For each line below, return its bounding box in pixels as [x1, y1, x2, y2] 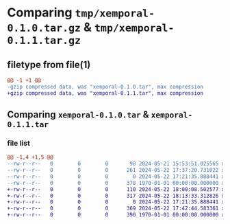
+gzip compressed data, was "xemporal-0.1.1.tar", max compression [7, 89, 204, 97]
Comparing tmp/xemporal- [7, 5, 155, 21]
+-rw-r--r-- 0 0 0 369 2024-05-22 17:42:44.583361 [7, 205, 219, 212]
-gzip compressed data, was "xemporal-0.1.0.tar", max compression [7, 83, 204, 90]
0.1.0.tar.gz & [7, 19, 92, 35]
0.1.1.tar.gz [7, 34, 81, 47]
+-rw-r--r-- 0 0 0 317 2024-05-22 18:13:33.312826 [7, 192, 219, 199]
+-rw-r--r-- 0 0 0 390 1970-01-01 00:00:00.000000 [7, 212, 219, 219]
